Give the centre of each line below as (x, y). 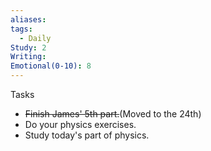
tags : (21, 29)
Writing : (28, 57)
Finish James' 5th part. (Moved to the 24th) (113, 114)
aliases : (28, 19)
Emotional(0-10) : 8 (51, 66)
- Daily (35, 38)
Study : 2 (28, 47)
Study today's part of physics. (87, 135)
